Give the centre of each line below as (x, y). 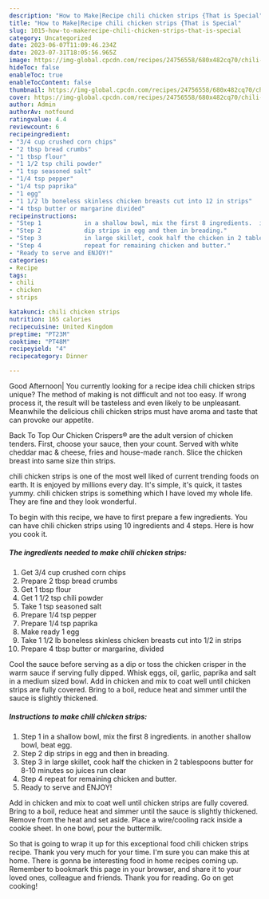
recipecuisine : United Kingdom (61, 327)
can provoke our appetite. (51, 420)
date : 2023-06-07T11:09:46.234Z (63, 45)
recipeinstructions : (44, 216)
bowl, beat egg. (46, 745)
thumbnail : (27, 90)
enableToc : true (36, 75)
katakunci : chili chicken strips (65, 312)
